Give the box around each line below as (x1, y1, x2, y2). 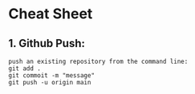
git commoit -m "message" (8, 72, 95, 80)
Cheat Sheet (8, 5, 93, 23)
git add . (8, 65, 42, 72)
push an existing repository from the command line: (8, 57, 189, 65)
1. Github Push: (8, 37, 86, 50)
